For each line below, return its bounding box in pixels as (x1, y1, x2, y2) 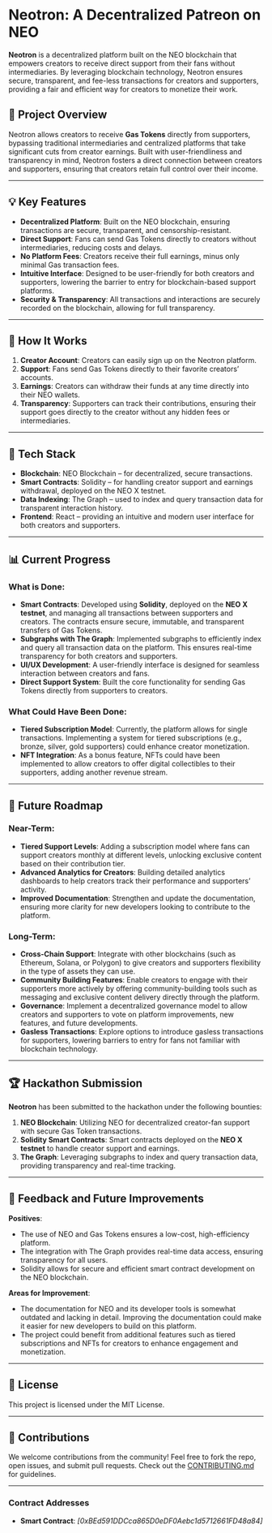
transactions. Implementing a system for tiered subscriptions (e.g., (19, 733, 242, 743)
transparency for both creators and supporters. (19, 651, 178, 661)
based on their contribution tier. (19, 858, 125, 868)
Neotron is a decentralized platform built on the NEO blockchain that (8, 50, 237, 59)
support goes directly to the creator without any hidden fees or (19, 408, 231, 417)
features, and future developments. (19, 1018, 138, 1028)
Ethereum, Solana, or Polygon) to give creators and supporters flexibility (19, 958, 261, 968)
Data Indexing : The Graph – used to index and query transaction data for (19, 494, 264, 504)
